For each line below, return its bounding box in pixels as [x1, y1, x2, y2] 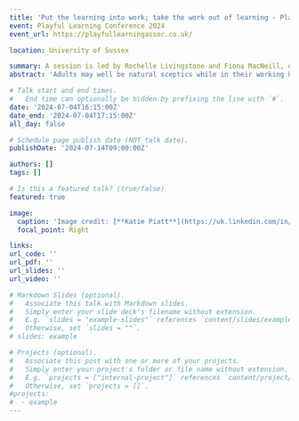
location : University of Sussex [9, 45, 129, 54]
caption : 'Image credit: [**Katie [17, 217, 145, 226]
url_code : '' [9, 250, 58, 259]
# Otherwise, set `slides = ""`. [9, 324, 141, 333]
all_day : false [9, 120, 66, 128]
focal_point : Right [17, 225, 90, 235]
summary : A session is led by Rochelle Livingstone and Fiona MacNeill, [9, 62, 285, 71]
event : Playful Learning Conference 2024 [9, 21, 166, 30]
